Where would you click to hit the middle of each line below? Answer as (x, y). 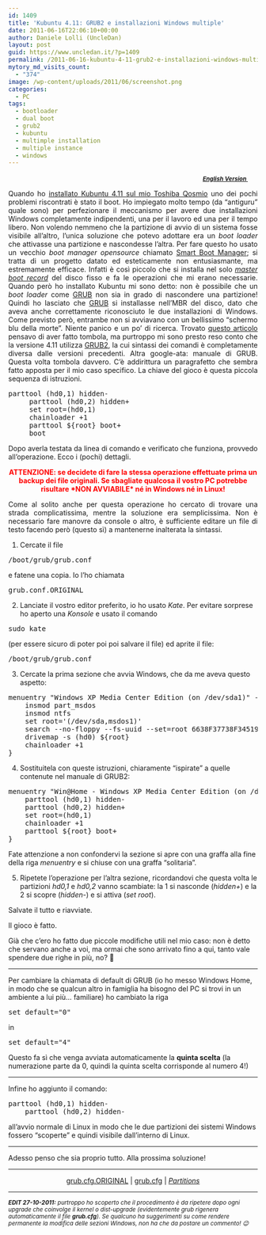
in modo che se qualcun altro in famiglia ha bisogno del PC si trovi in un (125, 989)
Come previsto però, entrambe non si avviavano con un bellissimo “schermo (133, 320)
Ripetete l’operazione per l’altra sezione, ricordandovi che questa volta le (138, 878)
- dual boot (35, 119)
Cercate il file (41, 545)
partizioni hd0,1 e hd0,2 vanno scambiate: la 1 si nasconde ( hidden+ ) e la (138, 887)
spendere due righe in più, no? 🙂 (61, 958)
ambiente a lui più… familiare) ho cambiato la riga (88, 997)
